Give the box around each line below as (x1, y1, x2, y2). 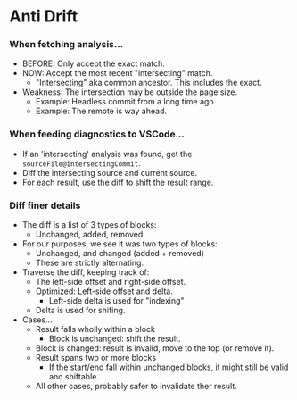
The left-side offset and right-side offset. (35, 277, 186, 287)
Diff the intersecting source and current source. (21, 167, 198, 178)
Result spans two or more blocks (35, 353, 157, 363)
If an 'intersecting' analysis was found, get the (21, 148, 193, 159)
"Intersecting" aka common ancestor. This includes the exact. (35, 78, 262, 88)
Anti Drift (9, 6, 78, 27)
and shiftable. (48, 371, 100, 382)
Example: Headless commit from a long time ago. (35, 96, 217, 107)
